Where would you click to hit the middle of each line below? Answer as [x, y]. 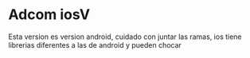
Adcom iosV [49, 15]
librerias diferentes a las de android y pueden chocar [95, 44]
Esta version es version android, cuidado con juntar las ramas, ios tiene [125, 37]
